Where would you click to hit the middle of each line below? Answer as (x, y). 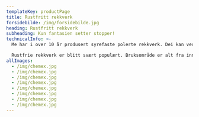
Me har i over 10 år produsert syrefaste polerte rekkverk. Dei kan (98, 45)
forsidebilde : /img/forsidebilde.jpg (53, 22)
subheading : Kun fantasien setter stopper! (61, 34)
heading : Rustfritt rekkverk (42, 28)
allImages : (20, 61)
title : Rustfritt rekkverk (39, 17)
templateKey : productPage (38, 12)
